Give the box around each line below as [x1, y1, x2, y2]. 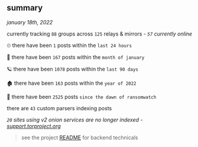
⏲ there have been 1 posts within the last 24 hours [7, 41, 132, 49]
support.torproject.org [7, 122, 61, 129]
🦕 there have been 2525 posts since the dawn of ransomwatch [7, 93, 157, 100]
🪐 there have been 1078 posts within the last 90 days [7, 65, 138, 72]
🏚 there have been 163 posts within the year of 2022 [7, 79, 137, 87]
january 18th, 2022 [7, 18, 53, 25]
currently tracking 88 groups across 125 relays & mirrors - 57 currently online [7, 30, 193, 37]
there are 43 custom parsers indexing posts [7, 104, 112, 111]
